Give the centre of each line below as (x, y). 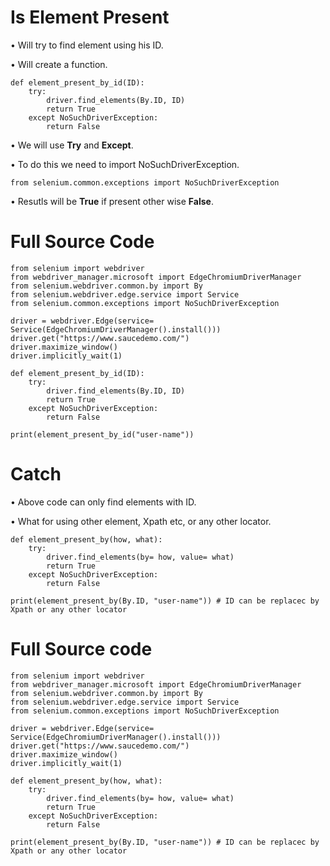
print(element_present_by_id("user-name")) (102, 434)
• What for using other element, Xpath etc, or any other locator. (141, 521)
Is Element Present (90, 17)
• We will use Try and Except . (72, 145)
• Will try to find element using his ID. (87, 45)
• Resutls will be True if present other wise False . (112, 201)
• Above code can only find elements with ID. (103, 502)
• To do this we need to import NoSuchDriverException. (125, 164)
